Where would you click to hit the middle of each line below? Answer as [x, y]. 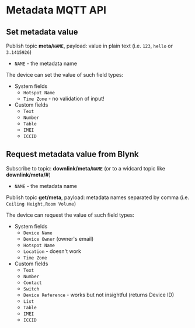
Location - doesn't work [52, 251]
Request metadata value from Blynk [72, 154]
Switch [31, 289]
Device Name [38, 233]
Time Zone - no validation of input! [64, 98]
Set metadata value [42, 32]
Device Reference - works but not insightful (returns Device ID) [99, 295]
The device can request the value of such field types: [70, 215]
